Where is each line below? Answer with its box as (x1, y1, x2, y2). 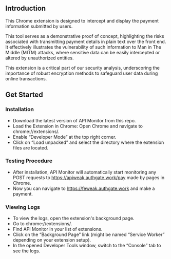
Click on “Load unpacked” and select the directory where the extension (12, 139, 164, 145)
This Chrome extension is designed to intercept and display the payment (5, 17, 159, 24)
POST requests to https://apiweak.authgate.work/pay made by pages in (12, 174, 165, 181)
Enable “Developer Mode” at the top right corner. (12, 134, 117, 140)
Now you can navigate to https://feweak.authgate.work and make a (12, 185, 155, 191)
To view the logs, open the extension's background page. (12, 215, 135, 222)
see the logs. (12, 248, 41, 254)
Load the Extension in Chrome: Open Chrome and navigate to (12, 123, 143, 129)
